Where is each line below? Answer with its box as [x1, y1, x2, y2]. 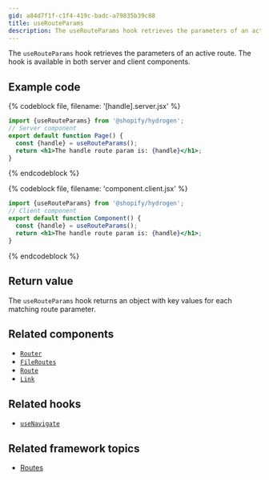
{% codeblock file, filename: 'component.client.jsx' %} [8, 184, 188, 194]
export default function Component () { [8, 214, 142, 222]
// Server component [8, 125, 78, 133]
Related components [8, 327, 114, 341]
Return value [8, 274, 74, 288]
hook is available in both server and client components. [8, 57, 191, 66]
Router [19, 350, 42, 358]
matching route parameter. [8, 304, 96, 314]
